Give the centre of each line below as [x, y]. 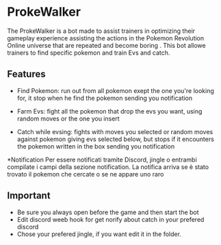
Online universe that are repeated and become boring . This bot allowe [107, 45]
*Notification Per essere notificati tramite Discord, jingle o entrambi [102, 159]
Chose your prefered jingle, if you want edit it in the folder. [99, 234]
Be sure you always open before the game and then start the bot [108, 212]
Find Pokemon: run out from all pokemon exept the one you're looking [115, 90]
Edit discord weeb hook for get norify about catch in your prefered [110, 219]
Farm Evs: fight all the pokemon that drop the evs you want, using [109, 111]
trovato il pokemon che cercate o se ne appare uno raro [86, 174]
